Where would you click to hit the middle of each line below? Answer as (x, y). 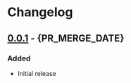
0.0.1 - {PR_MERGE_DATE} (66, 38)
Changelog (40, 12)
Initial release (37, 73)
